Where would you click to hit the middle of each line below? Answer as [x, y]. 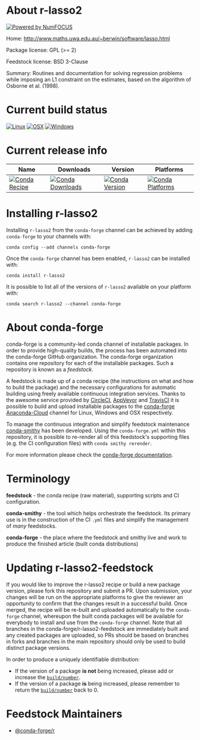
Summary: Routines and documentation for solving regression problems [94, 73]
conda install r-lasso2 [36, 275]
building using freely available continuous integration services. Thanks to [96, 394]
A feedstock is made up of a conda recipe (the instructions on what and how [100, 381]
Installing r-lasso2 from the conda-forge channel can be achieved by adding [99, 230]
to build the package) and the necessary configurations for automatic [91, 387]
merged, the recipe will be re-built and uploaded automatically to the [90, 609]
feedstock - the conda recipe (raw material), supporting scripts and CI [93, 495]
